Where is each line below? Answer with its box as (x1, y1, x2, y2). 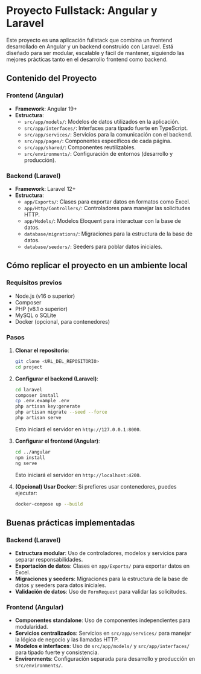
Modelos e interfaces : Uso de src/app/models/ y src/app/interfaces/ (14, 643, 190, 650)
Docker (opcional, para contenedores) (14, 318, 110, 325)
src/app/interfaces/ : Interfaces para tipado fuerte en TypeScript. (24, 124, 188, 132)
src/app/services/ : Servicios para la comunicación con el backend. (24, 130, 193, 138)
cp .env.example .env (14, 398, 69, 404)
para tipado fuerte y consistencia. (14, 649, 100, 656)
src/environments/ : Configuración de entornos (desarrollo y (24, 150, 173, 157)
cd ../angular (14, 449, 51, 455)
